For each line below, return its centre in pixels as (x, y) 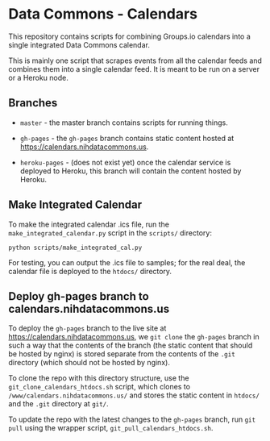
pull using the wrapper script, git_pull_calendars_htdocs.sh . (111, 428)
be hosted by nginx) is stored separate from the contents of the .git (122, 354)
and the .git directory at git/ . (58, 404)
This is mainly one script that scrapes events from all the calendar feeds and (135, 60)
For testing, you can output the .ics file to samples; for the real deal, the (127, 262)
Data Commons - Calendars (103, 14)
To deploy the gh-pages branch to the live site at (87, 328)
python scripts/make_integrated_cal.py (75, 248)
